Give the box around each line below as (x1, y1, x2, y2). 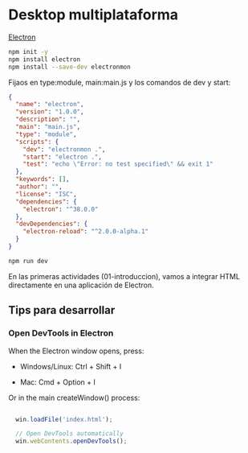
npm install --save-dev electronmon (8, 63, 131, 71)
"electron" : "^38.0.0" (22, 205, 99, 213)
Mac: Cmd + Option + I (19, 377, 96, 387)
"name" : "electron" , (15, 101, 84, 109)
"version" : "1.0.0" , (15, 108, 84, 116)
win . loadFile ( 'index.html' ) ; (15, 415, 113, 423)
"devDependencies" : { (15, 220, 88, 229)
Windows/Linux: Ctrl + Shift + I (19, 361, 122, 371)
